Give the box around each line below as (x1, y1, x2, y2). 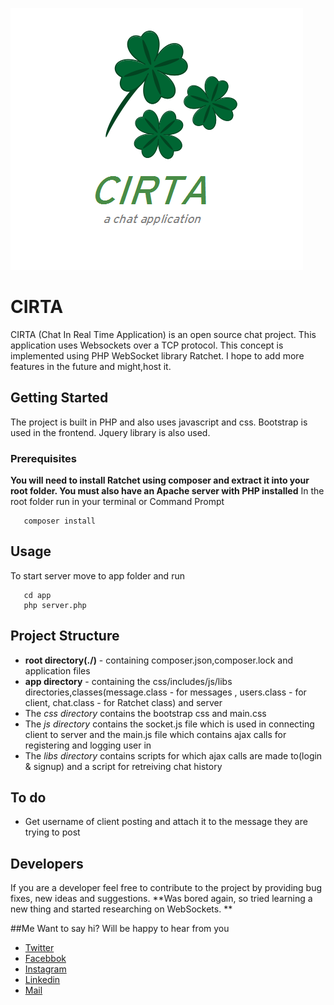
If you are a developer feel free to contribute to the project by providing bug (10, 882, 323, 894)
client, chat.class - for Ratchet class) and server (24, 696, 223, 708)
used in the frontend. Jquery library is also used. (10, 426, 211, 438)
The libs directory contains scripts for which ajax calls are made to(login (24, 749, 323, 762)
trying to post (24, 826, 81, 838)
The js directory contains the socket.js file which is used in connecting (24, 718, 315, 730)
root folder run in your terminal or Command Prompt (10, 496, 225, 508)
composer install (23, 516, 97, 527)
